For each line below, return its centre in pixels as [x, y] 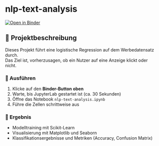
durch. [12, 55]
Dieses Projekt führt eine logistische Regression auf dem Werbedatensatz [80, 49]
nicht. [11, 65]
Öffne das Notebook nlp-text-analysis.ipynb [59, 99]
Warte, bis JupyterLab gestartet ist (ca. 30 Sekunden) [66, 94]
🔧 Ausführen [20, 78]
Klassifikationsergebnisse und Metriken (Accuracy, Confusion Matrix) [82, 138]
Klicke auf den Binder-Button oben [48, 89]
